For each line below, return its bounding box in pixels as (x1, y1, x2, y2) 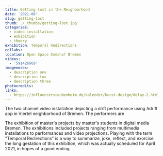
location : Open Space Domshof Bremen (5, 52, 81, 57)
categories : (5, 25, 29, 30)
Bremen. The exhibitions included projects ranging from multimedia (5, 125, 140, 131)
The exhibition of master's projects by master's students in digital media (5, 120, 149, 126)
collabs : (5, 47, 23, 52)
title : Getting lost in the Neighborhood (5, 7, 90, 12)
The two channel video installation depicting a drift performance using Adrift (5, 106, 158, 112)
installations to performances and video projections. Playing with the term (5, 130, 153, 136)
